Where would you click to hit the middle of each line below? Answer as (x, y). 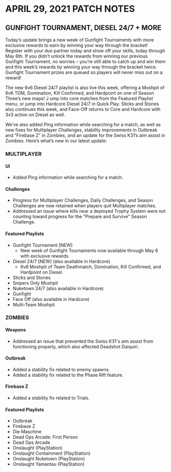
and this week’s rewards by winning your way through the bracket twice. (81, 67)
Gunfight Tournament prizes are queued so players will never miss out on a (84, 72)
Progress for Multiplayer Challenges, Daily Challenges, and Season (83, 200)
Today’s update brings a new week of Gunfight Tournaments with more (80, 40)
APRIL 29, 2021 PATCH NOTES (70, 9)
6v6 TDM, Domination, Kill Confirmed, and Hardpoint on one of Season (80, 93)
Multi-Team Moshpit (34, 304)
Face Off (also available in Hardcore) (51, 299)
